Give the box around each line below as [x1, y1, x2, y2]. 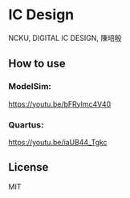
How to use [8, 57, 66, 71]
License [8, 160, 49, 174]
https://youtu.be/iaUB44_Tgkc [8, 137, 108, 147]
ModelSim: [8, 81, 52, 92]
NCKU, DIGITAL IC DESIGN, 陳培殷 [8, 33, 122, 42]
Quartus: [8, 119, 44, 130]
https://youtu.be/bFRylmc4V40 [8, 99, 112, 109]
